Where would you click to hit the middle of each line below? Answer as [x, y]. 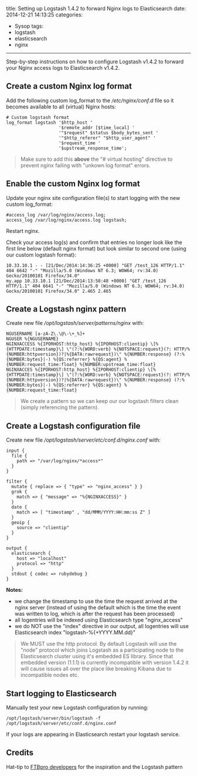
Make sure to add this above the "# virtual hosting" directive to [96, 159]
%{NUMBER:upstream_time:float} [118, 365]
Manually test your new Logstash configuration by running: [77, 708]
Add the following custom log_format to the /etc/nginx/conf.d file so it [90, 100]
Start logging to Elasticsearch [62, 694]
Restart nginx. [23, 231]
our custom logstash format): [41, 255]
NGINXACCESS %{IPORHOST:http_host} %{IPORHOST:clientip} [77, 344]
